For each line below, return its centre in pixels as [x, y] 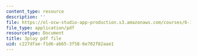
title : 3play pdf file [34, 38]
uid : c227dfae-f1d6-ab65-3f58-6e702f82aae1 [60, 44]
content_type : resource [35, 11]
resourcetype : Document [35, 33]
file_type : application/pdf [40, 28]
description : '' [26, 17]
